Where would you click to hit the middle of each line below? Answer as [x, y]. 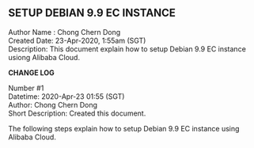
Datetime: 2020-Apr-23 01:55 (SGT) [66, 96]
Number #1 [26, 88]
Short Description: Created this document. [77, 113]
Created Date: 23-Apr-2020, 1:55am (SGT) [77, 40]
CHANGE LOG [32, 72]
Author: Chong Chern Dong [53, 104]
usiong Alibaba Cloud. [44, 57]
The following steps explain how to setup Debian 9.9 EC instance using [124, 128]
